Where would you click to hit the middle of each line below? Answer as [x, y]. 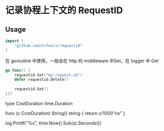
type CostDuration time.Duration [39, 103]
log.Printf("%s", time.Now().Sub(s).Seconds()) [53, 123]
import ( [14, 41]
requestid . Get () [32, 89]
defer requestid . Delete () [42, 80]
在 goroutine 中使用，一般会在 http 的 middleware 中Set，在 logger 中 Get [82, 61]
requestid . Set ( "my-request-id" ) [48, 75]
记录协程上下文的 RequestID [64, 10]
